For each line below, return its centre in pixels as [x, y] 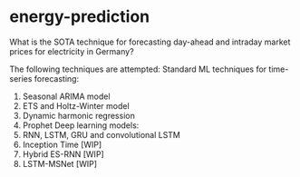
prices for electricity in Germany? [72, 51]
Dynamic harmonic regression [79, 115]
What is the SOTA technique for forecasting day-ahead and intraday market [150, 42]
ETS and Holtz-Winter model [76, 105]
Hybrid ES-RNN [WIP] [63, 154]
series [21, 78]
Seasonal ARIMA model [66, 96]
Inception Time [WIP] [62, 144]
